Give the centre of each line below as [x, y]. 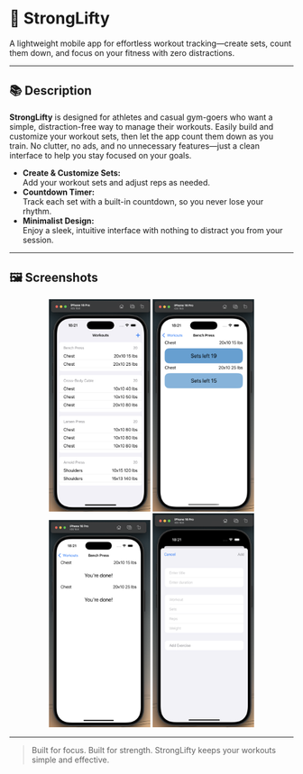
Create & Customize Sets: [71, 173]
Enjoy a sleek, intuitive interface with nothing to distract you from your [152, 230]
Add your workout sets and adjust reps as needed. [116, 182]
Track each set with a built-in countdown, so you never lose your [143, 201]
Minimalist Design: [58, 221]
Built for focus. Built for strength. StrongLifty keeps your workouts [154, 750]
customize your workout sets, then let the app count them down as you [141, 136]
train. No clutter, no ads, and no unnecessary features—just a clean [134, 146]
